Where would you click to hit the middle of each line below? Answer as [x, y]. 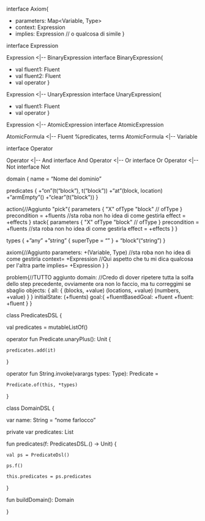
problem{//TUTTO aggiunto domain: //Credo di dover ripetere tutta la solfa [100, 277]
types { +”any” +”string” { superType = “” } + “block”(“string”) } [86, 241]
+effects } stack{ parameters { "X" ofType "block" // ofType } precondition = [103, 222]
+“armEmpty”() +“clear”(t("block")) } [52, 197]
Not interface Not [28, 167]
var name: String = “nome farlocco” [51, 420]
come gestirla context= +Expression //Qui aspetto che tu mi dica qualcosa [100, 259]
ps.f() [15, 466]
